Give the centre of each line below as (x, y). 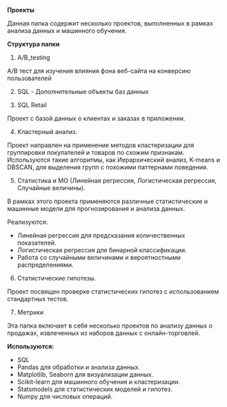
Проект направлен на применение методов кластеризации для (101, 145)
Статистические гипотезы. (57, 278)
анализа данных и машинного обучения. (67, 31)
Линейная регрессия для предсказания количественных (101, 235)
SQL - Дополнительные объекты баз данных (83, 92)
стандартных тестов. (38, 299)
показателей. (37, 243)
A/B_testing (33, 57)
